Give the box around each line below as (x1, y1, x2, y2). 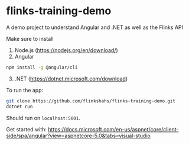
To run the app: (6, 86, 44, 94)
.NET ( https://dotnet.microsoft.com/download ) (14, 75, 128, 82)
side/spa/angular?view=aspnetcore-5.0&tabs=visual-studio (6, 132, 151, 139)
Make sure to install (6, 35, 54, 42)
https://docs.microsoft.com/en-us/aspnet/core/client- (48, 125, 179, 133)
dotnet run (6, 104, 33, 109)
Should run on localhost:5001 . (6, 114, 81, 121)
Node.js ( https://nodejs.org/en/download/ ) (14, 46, 118, 54)
